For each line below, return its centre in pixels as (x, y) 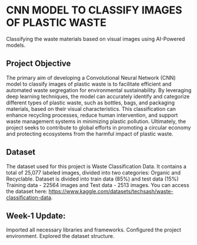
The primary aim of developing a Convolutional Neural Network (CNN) (91, 77)
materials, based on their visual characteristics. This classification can (91, 108)
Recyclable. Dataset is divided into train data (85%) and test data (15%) (92, 179)
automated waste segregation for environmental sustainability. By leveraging (99, 90)
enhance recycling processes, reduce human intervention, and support (92, 115)
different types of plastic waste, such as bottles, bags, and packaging (91, 103)
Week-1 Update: (36, 215)
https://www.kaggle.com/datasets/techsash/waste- (111, 191)
